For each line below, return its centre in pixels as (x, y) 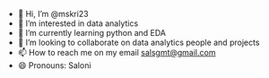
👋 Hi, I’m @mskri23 (53, 14)
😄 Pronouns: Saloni (54, 65)
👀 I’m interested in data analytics (78, 23)
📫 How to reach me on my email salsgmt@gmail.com (117, 52)
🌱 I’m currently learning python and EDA (91, 33)
